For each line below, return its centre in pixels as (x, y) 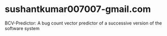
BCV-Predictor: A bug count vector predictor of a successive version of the (83, 23)
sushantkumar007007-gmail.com (78, 9)
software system (22, 28)
